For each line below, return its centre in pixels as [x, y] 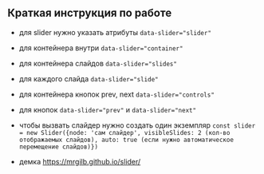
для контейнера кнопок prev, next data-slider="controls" [116, 94]
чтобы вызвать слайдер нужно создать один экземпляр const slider [137, 125]
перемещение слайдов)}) [59, 147]
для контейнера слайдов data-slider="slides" [98, 63]
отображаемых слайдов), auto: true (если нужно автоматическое [126, 140]
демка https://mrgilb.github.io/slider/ [80, 161]
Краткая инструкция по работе [90, 13]
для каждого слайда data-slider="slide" [89, 78]
